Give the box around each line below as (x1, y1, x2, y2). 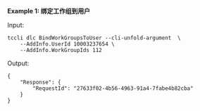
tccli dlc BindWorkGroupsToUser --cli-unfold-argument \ (7, 34, 181, 41)
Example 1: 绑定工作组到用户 (7, 7, 90, 15)
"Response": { (20, 79, 61, 86)
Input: (7, 21, 25, 29)
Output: (7, 59, 30, 67)
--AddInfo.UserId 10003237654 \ (20, 41, 115, 48)
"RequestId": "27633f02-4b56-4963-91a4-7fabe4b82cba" (32, 85, 194, 92)
